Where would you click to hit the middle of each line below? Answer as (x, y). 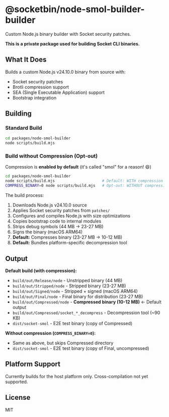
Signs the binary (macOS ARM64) (48, 232)
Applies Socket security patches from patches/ (61, 211)
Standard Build (24, 128)
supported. (17, 382)
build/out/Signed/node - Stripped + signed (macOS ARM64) (75, 291)
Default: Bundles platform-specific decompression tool (70, 243)
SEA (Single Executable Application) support (58, 92)
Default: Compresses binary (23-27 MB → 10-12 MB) (67, 237)
